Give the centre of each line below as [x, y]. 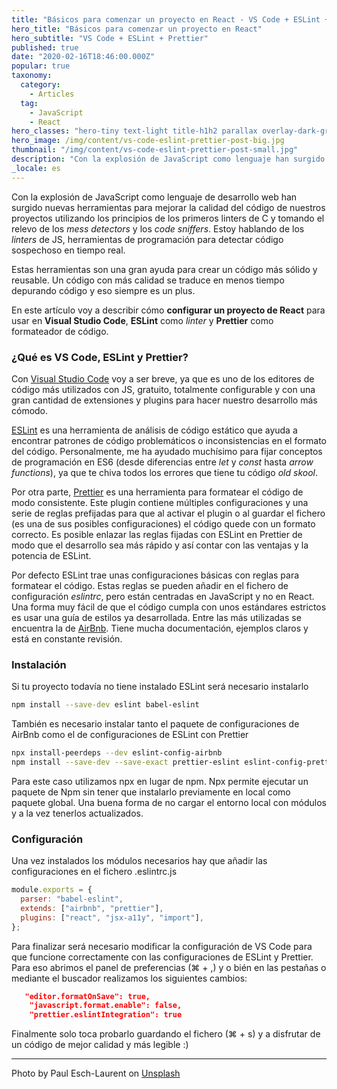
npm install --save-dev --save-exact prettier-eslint [126, 762]
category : [40, 85]
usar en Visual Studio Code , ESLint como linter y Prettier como [142, 320]
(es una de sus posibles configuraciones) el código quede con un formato [163, 523]
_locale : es [36, 168]
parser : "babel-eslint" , [72, 899]
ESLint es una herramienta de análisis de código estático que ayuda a [154, 430]
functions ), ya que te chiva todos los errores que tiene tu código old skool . [164, 472]
